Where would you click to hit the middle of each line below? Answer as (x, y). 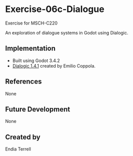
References (23, 82)
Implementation (30, 48)
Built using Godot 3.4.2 (36, 60)
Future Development (38, 109)
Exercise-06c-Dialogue (55, 9)
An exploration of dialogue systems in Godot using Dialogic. (67, 32)
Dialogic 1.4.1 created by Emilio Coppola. (54, 65)
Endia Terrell (18, 149)
